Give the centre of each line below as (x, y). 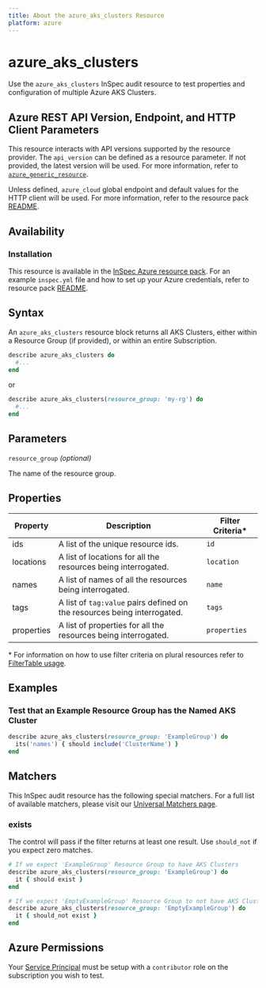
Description (129, 526)
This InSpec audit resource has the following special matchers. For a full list (131, 795)
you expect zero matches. (51, 850)
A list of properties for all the (111, 625)
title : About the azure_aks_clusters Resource (86, 15)
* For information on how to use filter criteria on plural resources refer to (126, 654)
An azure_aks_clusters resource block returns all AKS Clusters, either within (133, 332)
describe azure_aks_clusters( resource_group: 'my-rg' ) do (106, 400)
